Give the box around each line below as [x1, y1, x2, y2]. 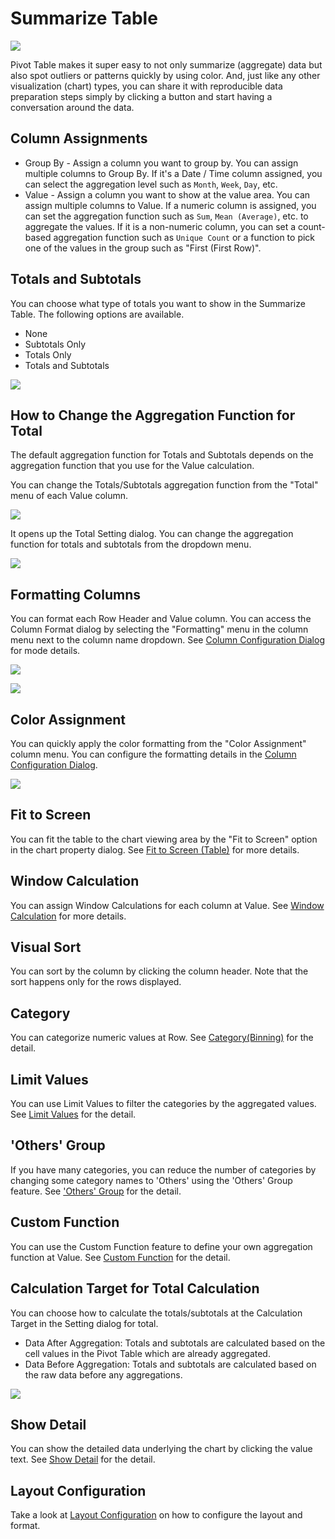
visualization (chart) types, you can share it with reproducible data [10, 80, 283, 92]
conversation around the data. [10, 101, 135, 113]
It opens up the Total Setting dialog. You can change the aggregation [10, 528, 294, 540]
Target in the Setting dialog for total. [10, 1317, 159, 1329]
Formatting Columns [10, 586, 142, 603]
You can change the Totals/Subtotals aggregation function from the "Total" [10, 479, 319, 491]
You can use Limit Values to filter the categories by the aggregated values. [10, 1098, 317, 1110]
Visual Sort [10, 939, 82, 956]
